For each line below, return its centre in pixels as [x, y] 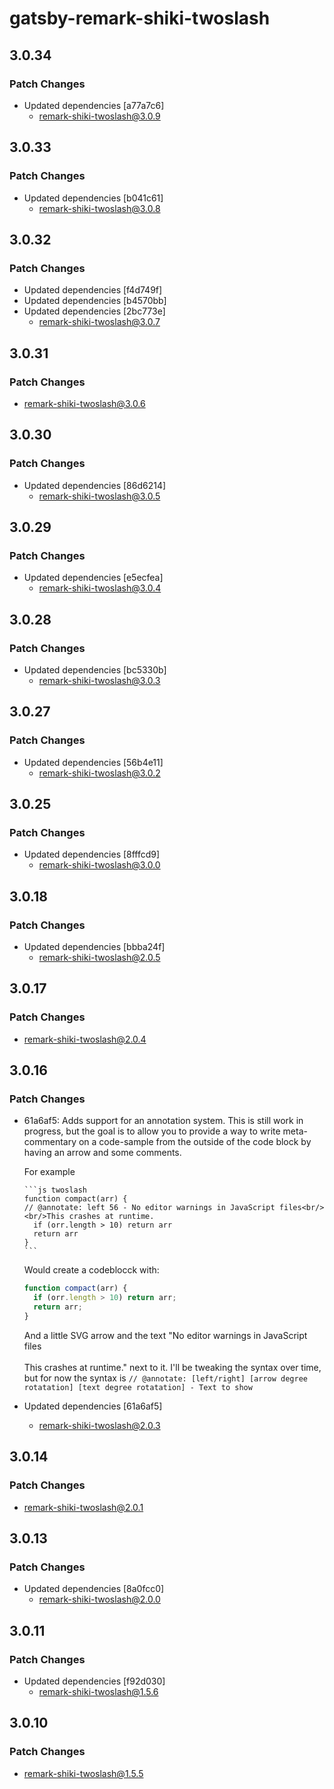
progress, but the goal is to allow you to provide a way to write [152, 1131]
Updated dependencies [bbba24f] [94, 947]
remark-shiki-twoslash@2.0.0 [99, 1599]
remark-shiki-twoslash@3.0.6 [84, 403]
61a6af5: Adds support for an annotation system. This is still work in [163, 1121]
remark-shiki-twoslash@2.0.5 [99, 958]
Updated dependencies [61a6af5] [93, 1406]
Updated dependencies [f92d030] [94, 1681]
